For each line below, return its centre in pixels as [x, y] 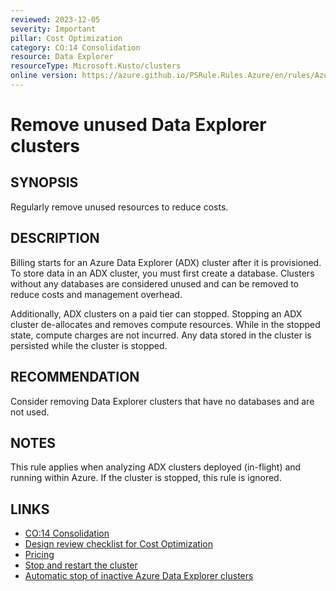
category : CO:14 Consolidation [75, 47]
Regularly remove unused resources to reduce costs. [119, 207]
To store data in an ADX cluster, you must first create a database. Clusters [162, 273]
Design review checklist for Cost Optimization [118, 544]
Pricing [39, 555]
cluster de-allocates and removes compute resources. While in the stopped [165, 324]
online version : [44, 76]
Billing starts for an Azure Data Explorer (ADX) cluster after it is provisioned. [166, 262]
